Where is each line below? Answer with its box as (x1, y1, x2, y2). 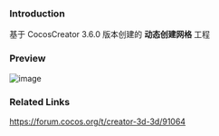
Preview (9, 53, 46, 65)
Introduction (9, 7, 65, 20)
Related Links (9, 95, 71, 108)
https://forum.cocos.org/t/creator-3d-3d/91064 (9, 116, 186, 127)
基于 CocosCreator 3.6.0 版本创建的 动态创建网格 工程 (9, 29, 211, 40)
